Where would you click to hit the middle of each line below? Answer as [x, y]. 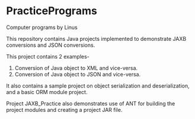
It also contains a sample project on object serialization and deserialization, [98, 86]
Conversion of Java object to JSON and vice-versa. [78, 74]
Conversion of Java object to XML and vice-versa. [76, 68]
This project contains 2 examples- [48, 56]
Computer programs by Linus [42, 27]
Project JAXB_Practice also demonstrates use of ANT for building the [91, 103]
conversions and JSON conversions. [51, 45]
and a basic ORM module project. [47, 92]
